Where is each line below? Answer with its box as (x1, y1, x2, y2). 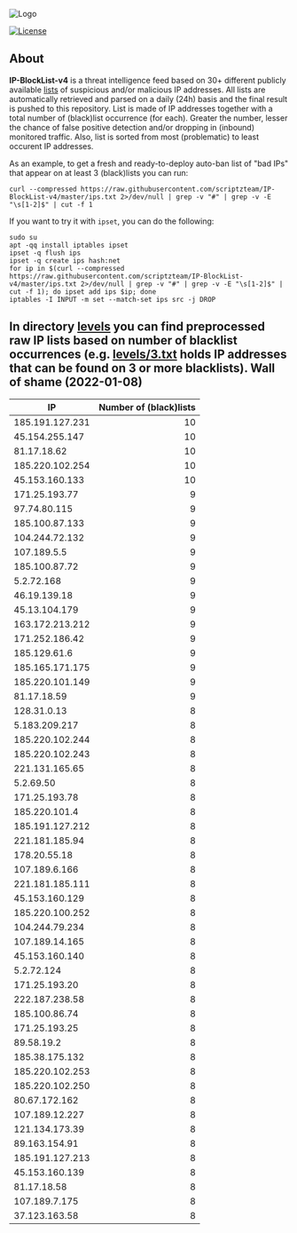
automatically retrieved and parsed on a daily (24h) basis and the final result (9, 93, 288, 104)
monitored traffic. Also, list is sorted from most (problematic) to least (9, 131, 260, 142)
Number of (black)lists (98, 400, 197, 413)
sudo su (9, 233, 38, 241)
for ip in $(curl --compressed (9, 264, 125, 273)
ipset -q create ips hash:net (9, 256, 121, 265)
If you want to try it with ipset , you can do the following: (9, 216, 215, 226)
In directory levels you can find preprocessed (9, 320, 266, 335)
